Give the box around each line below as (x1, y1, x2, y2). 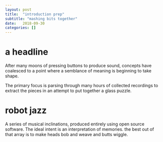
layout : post (5, 7, 32, 12)
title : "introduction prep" (5, 12, 65, 17)
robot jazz (5, 105, 47, 116)
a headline (5, 47, 48, 58)
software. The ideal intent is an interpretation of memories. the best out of (5, 126, 154, 132)
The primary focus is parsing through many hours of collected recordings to (5, 83, 158, 89)
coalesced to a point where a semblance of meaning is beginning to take (5, 68, 152, 74)
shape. (5, 73, 19, 79)
